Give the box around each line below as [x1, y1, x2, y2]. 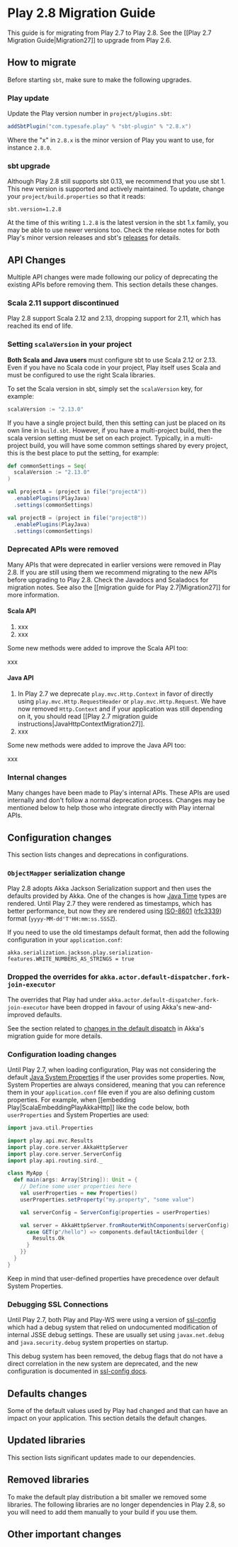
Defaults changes [7, 1387, 87, 1399]
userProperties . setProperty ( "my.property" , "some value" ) [20, 1196, 195, 1203]
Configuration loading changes [7, 1049, 117, 1059]
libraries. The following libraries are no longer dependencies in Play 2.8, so [7, 1500, 225, 1509]
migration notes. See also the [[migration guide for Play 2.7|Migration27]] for [7, 583, 231, 592]
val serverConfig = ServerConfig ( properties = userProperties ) [20, 1209, 211, 1216]
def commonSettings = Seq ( [7, 462, 87, 470]
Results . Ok [33, 1235, 65, 1242]
